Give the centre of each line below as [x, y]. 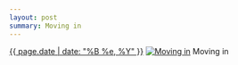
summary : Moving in [45, 26]
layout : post [33, 17]
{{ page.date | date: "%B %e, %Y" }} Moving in [119, 51]
